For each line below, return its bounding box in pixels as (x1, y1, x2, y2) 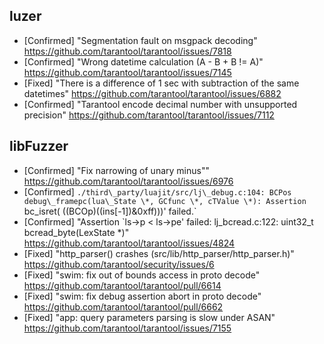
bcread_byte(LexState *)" (23, 226, 130, 238)
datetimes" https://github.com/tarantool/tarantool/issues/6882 (23, 87, 282, 99)
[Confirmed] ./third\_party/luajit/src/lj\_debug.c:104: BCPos (23, 185, 292, 198)
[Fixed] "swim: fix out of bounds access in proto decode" (23, 269, 261, 281)
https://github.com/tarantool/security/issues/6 (23, 258, 215, 270)
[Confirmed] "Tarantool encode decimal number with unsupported (23, 98, 298, 110)
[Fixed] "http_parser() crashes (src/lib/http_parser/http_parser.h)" (23, 247, 295, 259)
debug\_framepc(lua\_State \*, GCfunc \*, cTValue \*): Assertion (23, 196, 307, 206)
